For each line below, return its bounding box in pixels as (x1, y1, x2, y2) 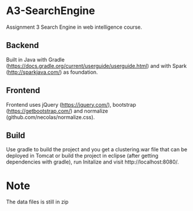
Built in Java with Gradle (6, 56, 65, 63)
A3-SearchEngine (6, 4, 96, 18)
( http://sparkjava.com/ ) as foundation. (6, 69, 98, 76)
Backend (6, 40, 39, 50)
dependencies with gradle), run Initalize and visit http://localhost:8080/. (6, 158, 179, 165)
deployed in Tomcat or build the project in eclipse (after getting (6, 152, 158, 159)
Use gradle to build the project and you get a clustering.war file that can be (6, 146, 188, 153)
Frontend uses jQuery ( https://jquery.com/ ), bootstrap (6, 101, 137, 108)
